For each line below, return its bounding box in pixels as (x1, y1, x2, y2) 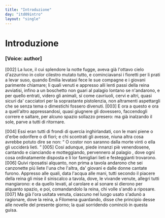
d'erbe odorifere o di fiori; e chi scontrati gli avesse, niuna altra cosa (5, 134, 144, 140)
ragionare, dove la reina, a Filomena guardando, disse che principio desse (5, 196, 155, 202)
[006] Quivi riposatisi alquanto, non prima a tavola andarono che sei (5, 160, 143, 166)
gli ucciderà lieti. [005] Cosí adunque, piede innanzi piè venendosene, (5, 144, 150, 150)
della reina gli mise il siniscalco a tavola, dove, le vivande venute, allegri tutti (5, 176, 160, 182)
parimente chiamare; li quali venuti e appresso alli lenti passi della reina (5, 82, 149, 88)
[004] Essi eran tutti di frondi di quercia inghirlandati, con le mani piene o (5, 128, 154, 134)
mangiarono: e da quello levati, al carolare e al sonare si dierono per (5, 181, 143, 186)
